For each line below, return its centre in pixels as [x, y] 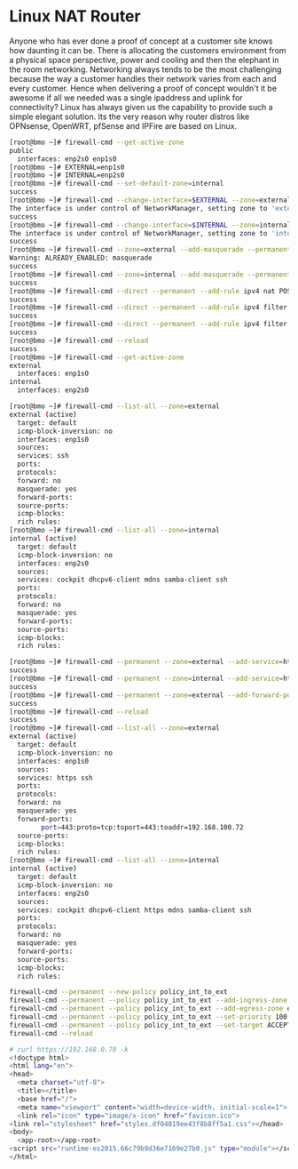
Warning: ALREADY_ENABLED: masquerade [81, 258]
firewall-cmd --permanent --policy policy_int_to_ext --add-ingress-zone [149, 1001]
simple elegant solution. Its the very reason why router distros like [129, 116]
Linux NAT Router [75, 16]
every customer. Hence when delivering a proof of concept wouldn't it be [143, 88]
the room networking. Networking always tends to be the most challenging [145, 69]
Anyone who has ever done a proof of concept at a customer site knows [141, 41]
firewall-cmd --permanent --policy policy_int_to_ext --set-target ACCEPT [150, 1025]
